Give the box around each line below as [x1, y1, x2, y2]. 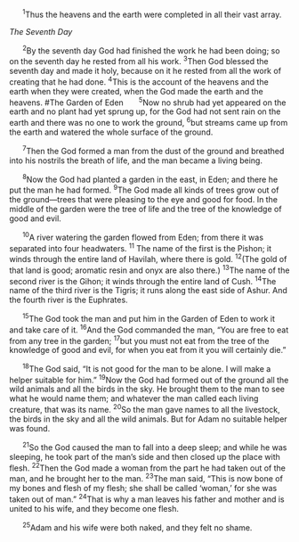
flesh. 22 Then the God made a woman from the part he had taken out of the [9, 461, 287, 473]
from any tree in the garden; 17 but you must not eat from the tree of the [9, 333, 270, 346]
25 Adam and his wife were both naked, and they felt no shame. [21, 521, 253, 533]
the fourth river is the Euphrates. [9, 294, 128, 306]
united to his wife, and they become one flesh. [9, 503, 180, 513]
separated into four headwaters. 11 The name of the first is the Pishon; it [9, 241, 272, 253]
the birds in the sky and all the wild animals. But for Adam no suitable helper [9, 414, 287, 424]
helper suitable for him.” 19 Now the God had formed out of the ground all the [9, 373, 289, 385]
